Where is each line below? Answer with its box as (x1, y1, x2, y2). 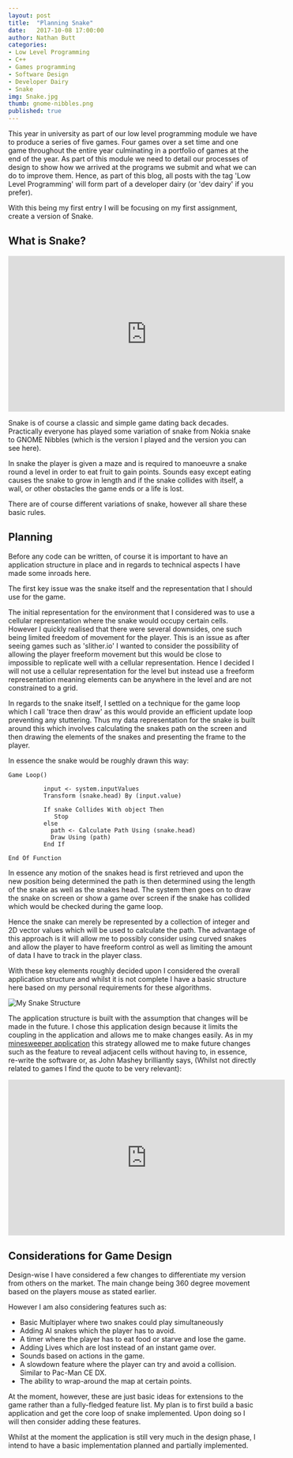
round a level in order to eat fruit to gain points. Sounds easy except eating (8, 467, 251, 476)
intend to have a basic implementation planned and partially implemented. (8, 1441, 249, 1450)
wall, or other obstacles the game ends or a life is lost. (8, 483, 184, 493)
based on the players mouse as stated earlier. (8, 1287, 156, 1297)
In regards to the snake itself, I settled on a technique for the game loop (8, 698, 241, 708)
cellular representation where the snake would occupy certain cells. (8, 615, 229, 625)
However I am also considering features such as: (8, 1302, 167, 1312)
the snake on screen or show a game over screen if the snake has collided (8, 893, 250, 903)
